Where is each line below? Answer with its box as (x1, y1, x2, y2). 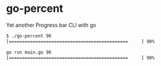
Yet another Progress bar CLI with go (6, 21, 96, 29)
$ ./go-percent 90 (6, 33, 51, 39)
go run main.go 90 (6, 49, 51, 55)
